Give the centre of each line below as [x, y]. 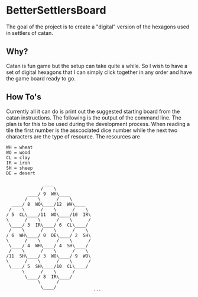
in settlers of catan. [30, 33]
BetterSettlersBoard [56, 10]
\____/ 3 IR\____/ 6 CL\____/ [48, 225]
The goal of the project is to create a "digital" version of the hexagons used [98, 27]
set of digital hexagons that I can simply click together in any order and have [99, 72]
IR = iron [18, 163]
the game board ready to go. [41, 78]
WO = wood [18, 152]
